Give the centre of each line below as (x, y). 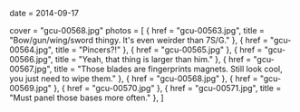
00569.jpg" (31, 88)
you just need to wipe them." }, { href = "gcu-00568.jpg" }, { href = (134, 79)
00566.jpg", (31, 59)
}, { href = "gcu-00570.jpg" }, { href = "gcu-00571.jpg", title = (168, 88)
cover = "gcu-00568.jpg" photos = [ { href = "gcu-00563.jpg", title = (137, 30)
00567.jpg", (31, 69)
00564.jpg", (32, 50)
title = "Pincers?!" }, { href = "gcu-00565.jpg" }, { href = (159, 50)
